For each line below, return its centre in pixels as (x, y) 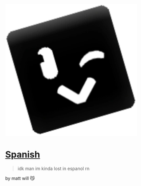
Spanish (23, 155)
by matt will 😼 (20, 178)
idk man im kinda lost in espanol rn (53, 168)
